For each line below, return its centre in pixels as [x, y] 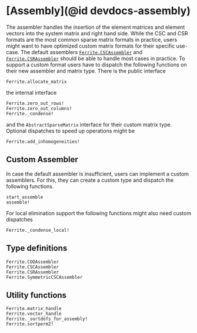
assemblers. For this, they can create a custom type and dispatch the [90, 180]
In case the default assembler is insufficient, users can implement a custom [98, 174]
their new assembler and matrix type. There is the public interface [86, 71]
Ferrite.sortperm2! [30, 324]
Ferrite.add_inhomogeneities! [43, 141]
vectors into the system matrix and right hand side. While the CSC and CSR [97, 33]
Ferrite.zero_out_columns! [39, 108]
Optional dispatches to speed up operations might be [71, 131]
